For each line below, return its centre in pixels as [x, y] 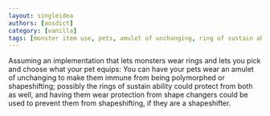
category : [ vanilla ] [43, 30]
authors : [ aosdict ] [41, 23]
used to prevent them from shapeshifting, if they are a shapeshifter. [120, 103]
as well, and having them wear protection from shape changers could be [128, 95]
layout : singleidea [41, 16]
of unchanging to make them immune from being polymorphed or [117, 78]
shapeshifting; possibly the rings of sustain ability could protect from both [131, 86]
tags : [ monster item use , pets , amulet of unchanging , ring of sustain [131, 38]
